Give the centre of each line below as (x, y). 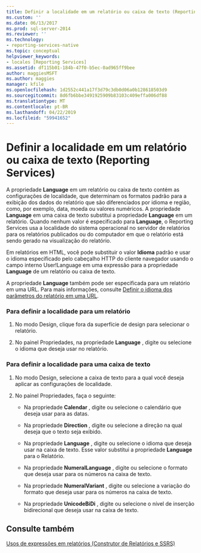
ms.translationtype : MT (36, 101)
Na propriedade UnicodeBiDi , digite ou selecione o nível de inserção (109, 503)
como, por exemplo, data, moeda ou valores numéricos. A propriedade (93, 209)
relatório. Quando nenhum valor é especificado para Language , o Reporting (100, 222)
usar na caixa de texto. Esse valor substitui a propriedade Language (108, 449)
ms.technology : (25, 40)
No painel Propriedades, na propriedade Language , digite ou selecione (103, 342)
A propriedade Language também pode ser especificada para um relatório (98, 283)
